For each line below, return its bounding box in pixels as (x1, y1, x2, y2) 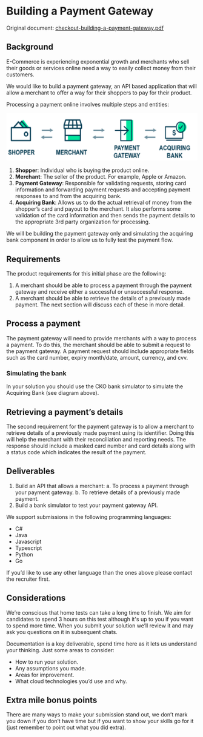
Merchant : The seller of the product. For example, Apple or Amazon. (15, 173, 187, 180)
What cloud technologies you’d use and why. (15, 677, 127, 685)
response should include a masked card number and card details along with (6, 442, 196, 449)
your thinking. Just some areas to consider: (6, 646, 115, 653)
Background (6, 42, 53, 52)
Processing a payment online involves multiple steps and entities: (6, 101, 170, 108)
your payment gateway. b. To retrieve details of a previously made (15, 489, 181, 496)
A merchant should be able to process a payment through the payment (15, 282, 192, 289)
